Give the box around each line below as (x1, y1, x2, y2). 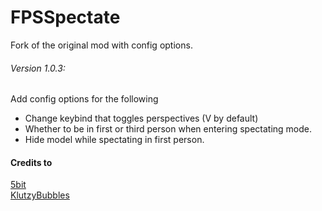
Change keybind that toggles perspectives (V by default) (24, 112, 259, 125)
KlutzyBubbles (10, 189, 70, 201)
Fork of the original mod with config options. (10, 39, 193, 51)
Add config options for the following (10, 93, 159, 105)
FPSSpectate (10, 6, 121, 29)
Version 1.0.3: (10, 62, 66, 74)
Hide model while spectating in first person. (24, 134, 205, 146)
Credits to (10, 156, 53, 168)
